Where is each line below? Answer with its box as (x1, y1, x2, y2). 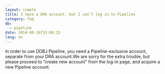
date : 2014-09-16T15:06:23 (5, 30, 61, 35)
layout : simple (5, 7, 36, 12)
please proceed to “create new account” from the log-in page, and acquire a (5, 59, 160, 65)
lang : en (5, 35, 23, 40)
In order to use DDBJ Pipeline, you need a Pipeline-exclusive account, (5, 48, 147, 54)
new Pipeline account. (5, 64, 50, 70)
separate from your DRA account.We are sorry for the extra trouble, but (5, 53, 150, 59)
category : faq (5, 16, 34, 21)
